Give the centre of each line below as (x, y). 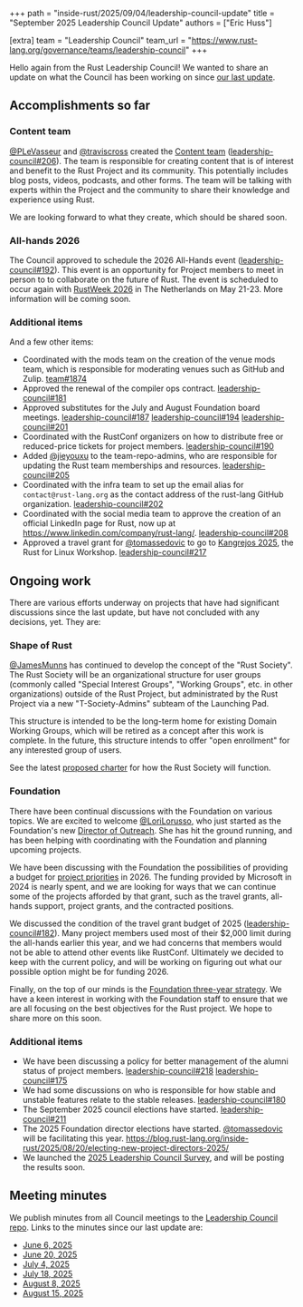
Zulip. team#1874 (55, 379)
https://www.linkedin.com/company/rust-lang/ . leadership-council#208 (156, 533)
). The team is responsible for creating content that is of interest (175, 161)
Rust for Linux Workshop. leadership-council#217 (114, 552)
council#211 (44, 1118)
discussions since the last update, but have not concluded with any (135, 612)
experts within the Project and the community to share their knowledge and (150, 190)
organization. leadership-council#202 (93, 504)
